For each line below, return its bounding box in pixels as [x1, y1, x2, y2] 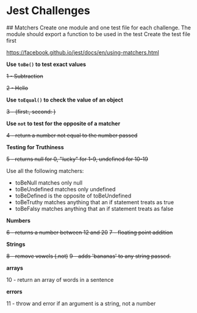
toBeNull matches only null [15, 179, 83, 186]
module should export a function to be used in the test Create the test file [6, 30, 191, 37]
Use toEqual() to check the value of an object [6, 96, 123, 103]
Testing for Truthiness [6, 143, 64, 150]
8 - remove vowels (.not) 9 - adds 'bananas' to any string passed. [6, 252, 171, 260]
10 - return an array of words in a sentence [6, 276, 114, 283]
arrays [6, 264, 23, 271]
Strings [6, 240, 26, 248]
